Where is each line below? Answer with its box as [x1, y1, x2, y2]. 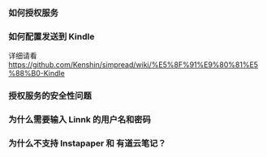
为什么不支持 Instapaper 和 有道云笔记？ [8, 138, 166, 149]
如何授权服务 [8, 6, 59, 18]
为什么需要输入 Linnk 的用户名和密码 [8, 114, 152, 125]
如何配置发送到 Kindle [8, 31, 95, 42]
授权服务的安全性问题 [8, 91, 92, 102]
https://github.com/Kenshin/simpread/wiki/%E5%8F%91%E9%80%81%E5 [8, 60, 258, 70]
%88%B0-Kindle [8, 69, 65, 78]
